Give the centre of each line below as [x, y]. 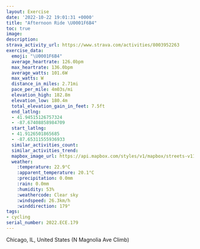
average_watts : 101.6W [40, 73]
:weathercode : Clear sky [48, 195]
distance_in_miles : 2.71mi [45, 84]
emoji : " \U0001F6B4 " [37, 56]
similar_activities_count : [45, 145]
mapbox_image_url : [35, 156]
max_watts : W [28, 78]
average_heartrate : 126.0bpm [48, 62]
